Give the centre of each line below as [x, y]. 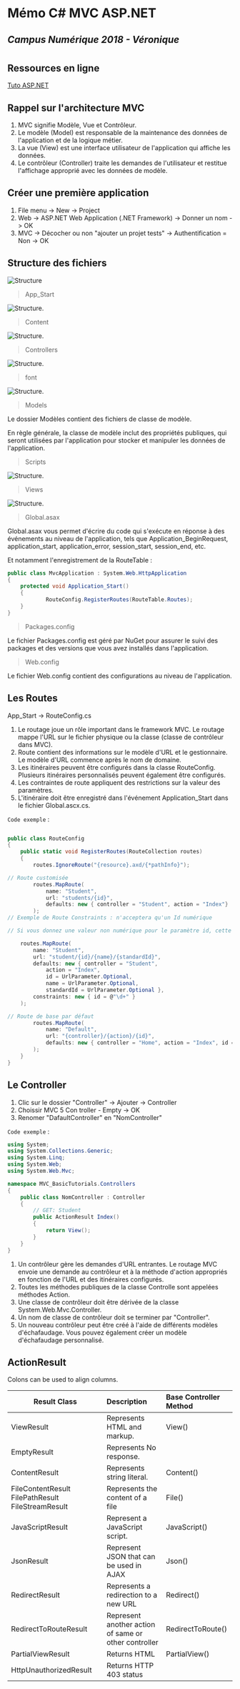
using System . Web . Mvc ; [41, 1171]
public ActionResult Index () [76, 1217]
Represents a [129, 1586]
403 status [125, 1675]
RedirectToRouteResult [49, 1629]
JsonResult [30, 1561]
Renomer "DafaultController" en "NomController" [90, 1117]
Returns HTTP [130, 1665]
